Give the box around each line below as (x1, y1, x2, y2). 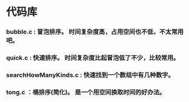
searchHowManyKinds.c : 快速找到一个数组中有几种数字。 (6, 71, 174, 79)
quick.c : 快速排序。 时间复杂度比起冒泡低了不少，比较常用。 (6, 54, 180, 62)
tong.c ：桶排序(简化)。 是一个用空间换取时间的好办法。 (6, 88, 166, 96)
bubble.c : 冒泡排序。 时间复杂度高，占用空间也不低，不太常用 (6, 28, 184, 36)
